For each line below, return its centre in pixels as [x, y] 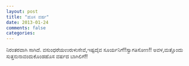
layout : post [22, 11]
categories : [21, 33]
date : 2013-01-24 [27, 22]
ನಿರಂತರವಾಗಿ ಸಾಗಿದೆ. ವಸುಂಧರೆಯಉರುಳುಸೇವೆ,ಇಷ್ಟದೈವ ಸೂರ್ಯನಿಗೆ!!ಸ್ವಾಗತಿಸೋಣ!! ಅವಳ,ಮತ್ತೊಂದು [95, 50]
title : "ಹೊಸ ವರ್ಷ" [28, 17]
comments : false [26, 28]
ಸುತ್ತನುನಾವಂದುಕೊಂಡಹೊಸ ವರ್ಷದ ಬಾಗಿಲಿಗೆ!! [47, 57]
